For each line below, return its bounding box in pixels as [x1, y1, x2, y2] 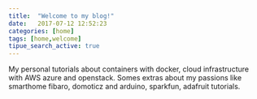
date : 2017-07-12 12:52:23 [8, 19, 107, 28]
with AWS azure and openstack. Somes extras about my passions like [8, 73, 242, 83]
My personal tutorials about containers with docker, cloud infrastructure [8, 64, 250, 74]
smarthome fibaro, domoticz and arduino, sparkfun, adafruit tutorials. [8, 82, 241, 92]
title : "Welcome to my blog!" [8, 11, 115, 20]
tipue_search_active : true [8, 42, 100, 50]
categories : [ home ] [8, 27, 75, 35]
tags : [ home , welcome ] [8, 34, 82, 43]
